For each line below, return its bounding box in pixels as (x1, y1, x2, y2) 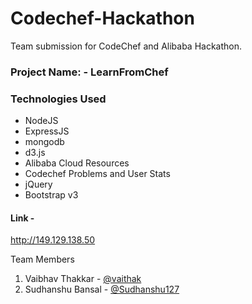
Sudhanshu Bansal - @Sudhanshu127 (24, 283, 180, 296)
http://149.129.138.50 (10, 234, 96, 246)
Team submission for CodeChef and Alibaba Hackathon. (10, 40, 243, 52)
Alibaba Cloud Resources (24, 157, 130, 169)
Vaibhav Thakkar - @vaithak (24, 273, 142, 285)
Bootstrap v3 (24, 189, 79, 201)
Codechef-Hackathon (10, 7, 195, 30)
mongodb (24, 136, 65, 148)
